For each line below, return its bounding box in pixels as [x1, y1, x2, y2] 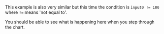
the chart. [5, 24, 25, 30]
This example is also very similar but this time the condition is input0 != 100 [5, 4, 160, 10]
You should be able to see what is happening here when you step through [5, 19, 155, 25]
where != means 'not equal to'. [5, 9, 67, 15]
